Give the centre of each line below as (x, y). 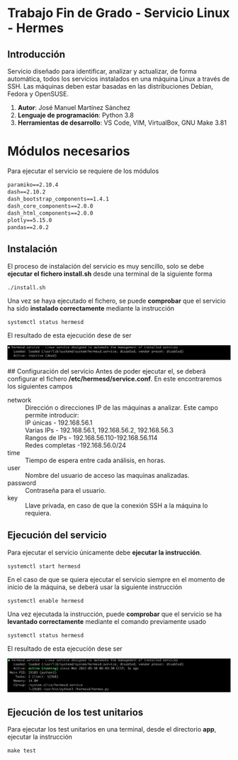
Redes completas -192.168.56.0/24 (75, 445)
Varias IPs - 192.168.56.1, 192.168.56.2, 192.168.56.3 (99, 430)
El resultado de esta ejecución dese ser (65, 648)
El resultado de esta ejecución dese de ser (69, 335)
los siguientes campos (40, 386)
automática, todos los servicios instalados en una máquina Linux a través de (119, 79)
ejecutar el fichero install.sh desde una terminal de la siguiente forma (110, 274)
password (22, 483)
